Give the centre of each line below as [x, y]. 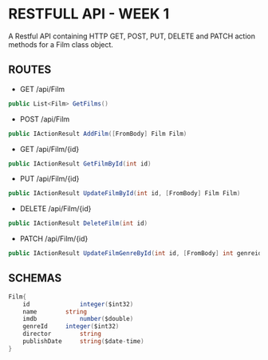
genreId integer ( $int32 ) [71, 326]
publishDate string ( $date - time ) [84, 342]
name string [55, 312]
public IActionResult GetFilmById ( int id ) [80, 164]
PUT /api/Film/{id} [49, 179]
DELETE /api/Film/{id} [55, 209]
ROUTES [30, 70]
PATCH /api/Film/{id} [54, 239]
